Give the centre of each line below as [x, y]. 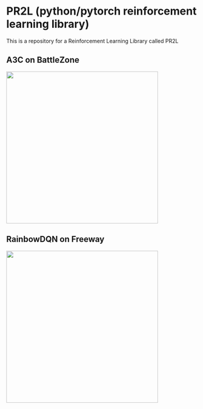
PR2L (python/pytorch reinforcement [101, 11]
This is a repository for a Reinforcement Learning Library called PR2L [92, 41]
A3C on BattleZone [43, 60]
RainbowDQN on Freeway [55, 239]
